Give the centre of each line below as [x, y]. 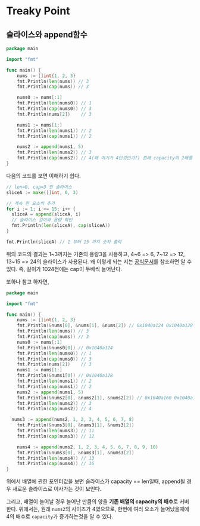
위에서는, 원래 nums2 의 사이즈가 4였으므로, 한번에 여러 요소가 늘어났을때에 [104, 509]
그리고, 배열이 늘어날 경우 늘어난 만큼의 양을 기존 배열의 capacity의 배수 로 [92, 502]
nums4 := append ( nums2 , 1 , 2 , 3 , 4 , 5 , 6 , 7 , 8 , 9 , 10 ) [88, 447]
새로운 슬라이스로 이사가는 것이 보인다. [57, 489]
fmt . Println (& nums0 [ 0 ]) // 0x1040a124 [65, 347]
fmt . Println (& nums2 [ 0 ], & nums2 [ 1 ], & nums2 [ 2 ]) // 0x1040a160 [94, 398]
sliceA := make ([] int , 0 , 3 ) [42, 192]
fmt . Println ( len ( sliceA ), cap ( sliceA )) [61, 226]
